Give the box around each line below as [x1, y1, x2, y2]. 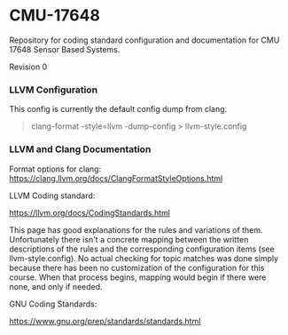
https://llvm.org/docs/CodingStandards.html [9, 207, 171, 218]
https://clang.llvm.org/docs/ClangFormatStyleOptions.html [9, 172, 223, 183]
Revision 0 [9, 61, 48, 72]
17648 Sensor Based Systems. [9, 44, 121, 54]
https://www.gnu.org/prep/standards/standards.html [9, 315, 201, 326]
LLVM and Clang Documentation [9, 143, 152, 156]
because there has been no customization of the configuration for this [9, 262, 265, 273]
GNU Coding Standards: [9, 299, 97, 309]
